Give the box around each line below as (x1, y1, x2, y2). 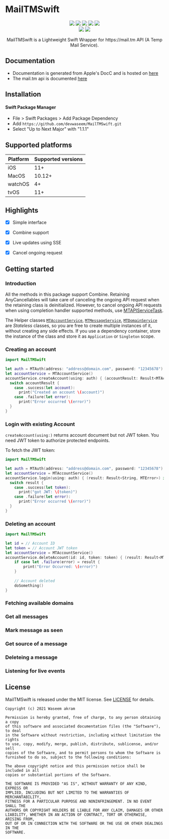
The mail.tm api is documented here (12, 75, 88, 81)
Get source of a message (5, 640, 68, 647)
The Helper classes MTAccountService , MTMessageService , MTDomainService (5, 317, 157, 323)
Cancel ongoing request (12, 250, 63, 256)
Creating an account (5, 346, 56, 353)
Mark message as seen (5, 627, 63, 634)
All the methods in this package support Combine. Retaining (5, 291, 130, 297)
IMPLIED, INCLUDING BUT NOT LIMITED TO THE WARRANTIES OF (5, 790, 129, 795)
